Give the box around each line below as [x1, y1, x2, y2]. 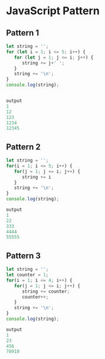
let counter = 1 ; [6, 272, 49, 278]
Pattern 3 [6, 251, 41, 261]
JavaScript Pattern [6, 4, 100, 18]
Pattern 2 [6, 142, 41, 152]
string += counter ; [21, 289, 70, 294]
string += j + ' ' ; [21, 60, 65, 66]
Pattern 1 [6, 28, 40, 38]
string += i [21, 174, 51, 180]
